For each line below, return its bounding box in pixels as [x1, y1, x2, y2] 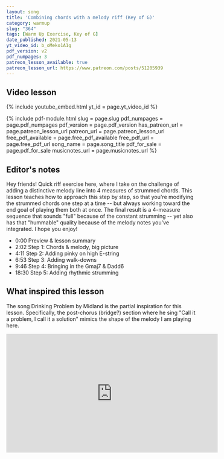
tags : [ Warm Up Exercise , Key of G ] [6, 31, 98, 37]
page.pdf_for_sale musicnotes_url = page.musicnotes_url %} [6, 147, 157, 154]
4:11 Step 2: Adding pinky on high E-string [14, 250, 120, 257]
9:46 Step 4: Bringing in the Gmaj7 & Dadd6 [14, 263, 124, 270]
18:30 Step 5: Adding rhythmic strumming [14, 269, 119, 276]
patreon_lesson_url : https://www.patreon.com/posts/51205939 [6, 65, 164, 71]
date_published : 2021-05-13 [6, 37, 77, 43]
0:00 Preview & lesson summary [14, 237, 95, 244]
